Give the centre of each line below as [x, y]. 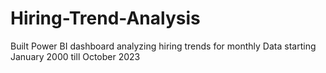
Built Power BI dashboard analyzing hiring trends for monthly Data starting [163, 46]
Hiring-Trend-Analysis [105, 18]
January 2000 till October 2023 [75, 56]
